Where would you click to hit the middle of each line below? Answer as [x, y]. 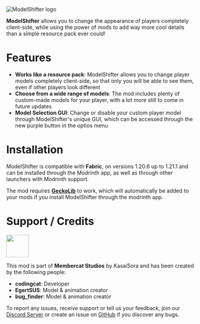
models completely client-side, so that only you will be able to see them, [104, 80]
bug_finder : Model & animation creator [63, 296]
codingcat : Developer [42, 283]
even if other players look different [58, 87]
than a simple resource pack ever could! [56, 34]
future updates [33, 106]
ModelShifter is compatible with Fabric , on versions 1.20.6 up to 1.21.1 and [97, 166]
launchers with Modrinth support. [47, 179]
